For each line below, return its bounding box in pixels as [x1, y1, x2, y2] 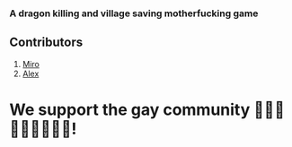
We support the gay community [9, 99, 251, 119]
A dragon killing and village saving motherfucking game [9, 7, 259, 20]
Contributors [9, 35, 84, 50]
